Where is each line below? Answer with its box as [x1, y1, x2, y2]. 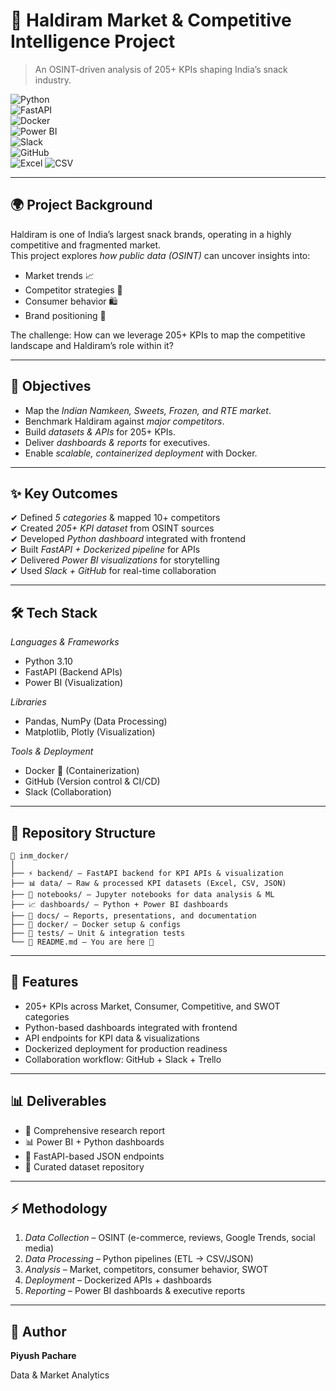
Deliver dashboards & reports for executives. [24, 436, 211, 448]
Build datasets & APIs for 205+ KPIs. [24, 425, 177, 438]
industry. [34, 74, 72, 86]
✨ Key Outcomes [10, 485, 118, 502]
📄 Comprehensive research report [24, 1124, 166, 1136]
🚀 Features [10, 974, 79, 991]
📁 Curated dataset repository [24, 1160, 145, 1173]
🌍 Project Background [10, 197, 153, 214]
